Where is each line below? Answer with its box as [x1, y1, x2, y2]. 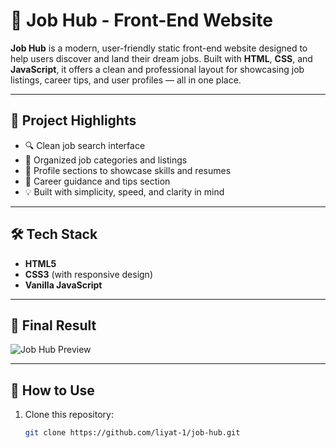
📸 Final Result [10, 317, 97, 334]
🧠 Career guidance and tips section [24, 175, 171, 187]
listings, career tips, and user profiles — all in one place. [10, 74, 242, 86]
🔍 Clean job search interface [24, 139, 146, 151]
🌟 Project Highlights [10, 112, 137, 129]
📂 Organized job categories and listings [24, 154, 188, 166]
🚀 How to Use [10, 382, 95, 399]
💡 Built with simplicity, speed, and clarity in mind [24, 185, 225, 198]
